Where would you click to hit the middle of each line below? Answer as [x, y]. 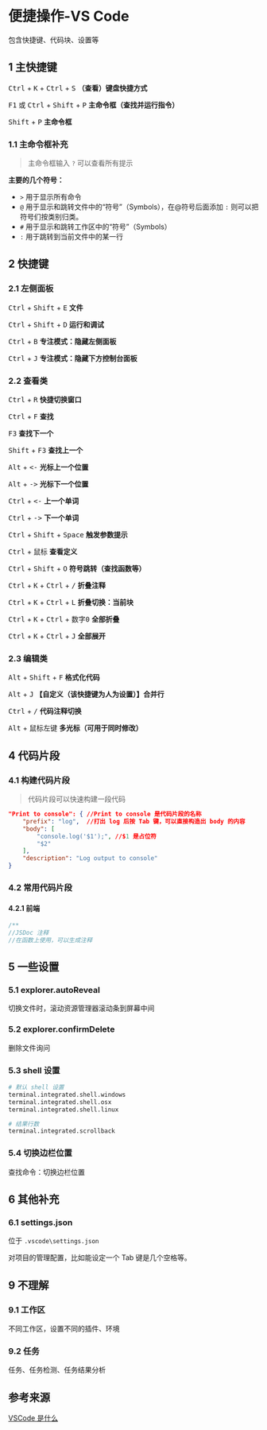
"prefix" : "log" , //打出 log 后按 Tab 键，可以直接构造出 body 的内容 [134, 821]
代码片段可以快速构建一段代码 [76, 799]
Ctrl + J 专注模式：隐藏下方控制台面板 [73, 358]
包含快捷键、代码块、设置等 [54, 40]
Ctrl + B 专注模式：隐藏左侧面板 [62, 341]
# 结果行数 [24, 1124]
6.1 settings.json [41, 1223]
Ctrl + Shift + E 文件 [46, 308]
